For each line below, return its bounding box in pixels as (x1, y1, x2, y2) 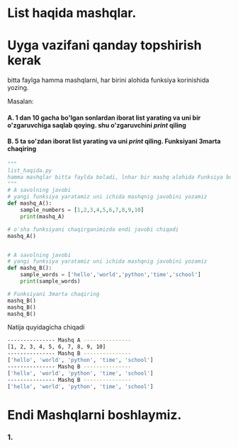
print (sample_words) (20, 278, 81, 285)
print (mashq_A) (20, 213, 65, 220)
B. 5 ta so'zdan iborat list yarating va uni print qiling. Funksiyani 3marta (7, 137, 221, 146)
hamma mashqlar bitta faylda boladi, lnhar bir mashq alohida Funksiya (7, 174, 223, 181)
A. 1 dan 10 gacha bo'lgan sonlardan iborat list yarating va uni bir (7, 113, 201, 122)
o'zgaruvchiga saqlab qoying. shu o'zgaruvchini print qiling (7, 120, 186, 129)
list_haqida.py (7, 166, 52, 174)
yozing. (7, 84, 29, 92)
